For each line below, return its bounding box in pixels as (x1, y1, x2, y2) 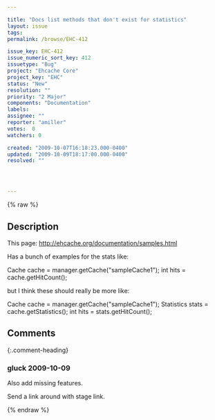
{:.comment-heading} (7, 346, 69, 354)
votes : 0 (7, 125, 36, 132)
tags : (7, 29, 23, 36)
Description (7, 220, 59, 232)
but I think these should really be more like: (7, 286, 130, 295)
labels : (7, 106, 30, 113)
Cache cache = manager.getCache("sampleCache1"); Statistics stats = (7, 299, 209, 308)
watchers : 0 (7, 132, 41, 139)
